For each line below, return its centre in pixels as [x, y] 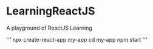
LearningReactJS [51, 11]
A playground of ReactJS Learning [49, 28]
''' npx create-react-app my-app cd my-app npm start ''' [77, 39]
